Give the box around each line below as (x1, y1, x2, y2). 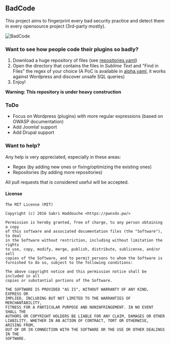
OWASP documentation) (12, 118, 64, 125)
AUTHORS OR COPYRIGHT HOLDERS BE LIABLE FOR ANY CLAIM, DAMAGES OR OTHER (5, 313, 165, 318)
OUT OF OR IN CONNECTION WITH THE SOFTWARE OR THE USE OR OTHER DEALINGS (5, 327, 165, 332)
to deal (5, 233, 22, 238)
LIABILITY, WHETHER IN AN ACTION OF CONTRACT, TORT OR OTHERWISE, (5, 318, 149, 323)
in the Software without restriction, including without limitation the (5, 237, 163, 243)
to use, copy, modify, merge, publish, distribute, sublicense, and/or (5, 247, 160, 252)
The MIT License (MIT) (5, 202, 53, 207)
